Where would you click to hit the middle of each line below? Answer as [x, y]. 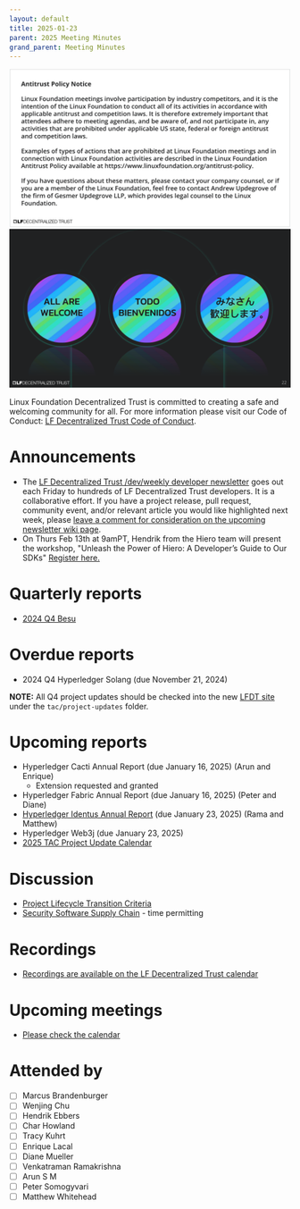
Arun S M [39, 1176]
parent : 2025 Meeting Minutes [66, 38]
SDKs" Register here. [61, 558]
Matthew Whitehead [59, 1196]
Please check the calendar [71, 1035]
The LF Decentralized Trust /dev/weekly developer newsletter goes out [153, 482]
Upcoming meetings [86, 1010]
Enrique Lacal [47, 1146]
